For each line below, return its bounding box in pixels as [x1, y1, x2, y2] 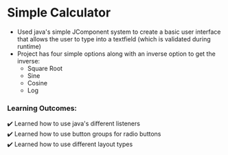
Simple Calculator [7, 5, 111, 21]
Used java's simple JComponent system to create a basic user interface [16, 28, 221, 36]
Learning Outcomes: [7, 103, 78, 113]
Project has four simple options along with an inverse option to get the [16, 50, 216, 58]
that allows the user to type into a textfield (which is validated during [16, 34, 211, 43]
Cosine [27, 79, 48, 87]
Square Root [27, 64, 63, 72]
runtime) [16, 42, 41, 50]
